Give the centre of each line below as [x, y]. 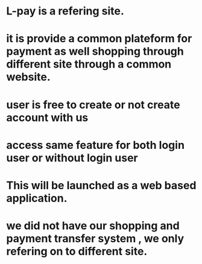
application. [37, 198]
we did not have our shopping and [93, 226]
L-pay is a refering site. [65, 11]
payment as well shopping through [95, 52]
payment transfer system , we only [95, 239]
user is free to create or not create [93, 105]
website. [29, 77]
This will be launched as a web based [101, 185]
